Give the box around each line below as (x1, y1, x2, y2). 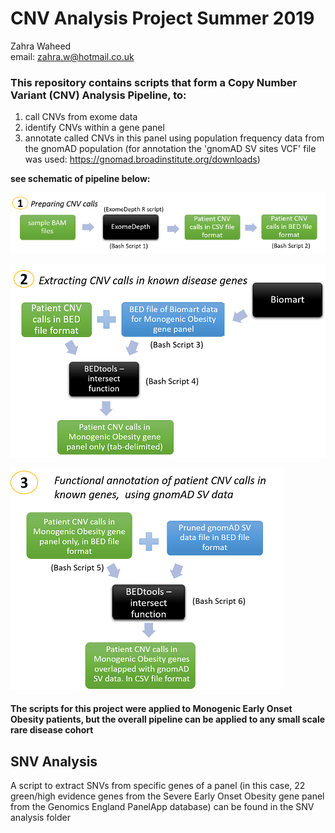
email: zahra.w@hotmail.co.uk (10, 50, 135, 62)
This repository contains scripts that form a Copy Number (10, 75, 298, 89)
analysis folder (10, 812, 71, 824)
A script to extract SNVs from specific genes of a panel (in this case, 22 (10, 780, 306, 792)
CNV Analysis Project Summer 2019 (10, 7, 315, 30)
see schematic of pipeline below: (10, 173, 151, 185)
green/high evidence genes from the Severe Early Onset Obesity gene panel (10, 790, 325, 802)
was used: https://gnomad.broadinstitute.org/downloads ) (24, 153, 261, 166)
